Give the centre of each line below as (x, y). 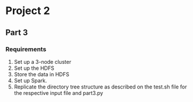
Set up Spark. (30, 80)
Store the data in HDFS (42, 74)
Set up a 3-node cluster (42, 62)
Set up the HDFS (34, 68)
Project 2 (28, 11)
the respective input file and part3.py (58, 93)
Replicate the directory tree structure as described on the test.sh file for (100, 87)
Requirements (26, 49)
